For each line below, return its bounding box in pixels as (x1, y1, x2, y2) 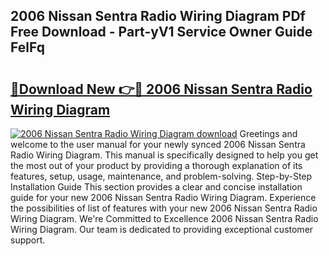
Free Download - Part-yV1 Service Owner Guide (10, 24, 313, 41)
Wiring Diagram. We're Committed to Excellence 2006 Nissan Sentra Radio (10, 213, 319, 224)
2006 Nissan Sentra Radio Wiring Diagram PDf (10, 8, 306, 25)
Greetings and (239, 128, 298, 139)
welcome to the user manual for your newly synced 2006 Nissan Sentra (10, 139, 306, 150)
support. (10, 234, 46, 246)
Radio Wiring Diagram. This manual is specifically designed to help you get (10, 149, 319, 161)
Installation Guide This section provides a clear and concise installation (10, 181, 303, 193)
